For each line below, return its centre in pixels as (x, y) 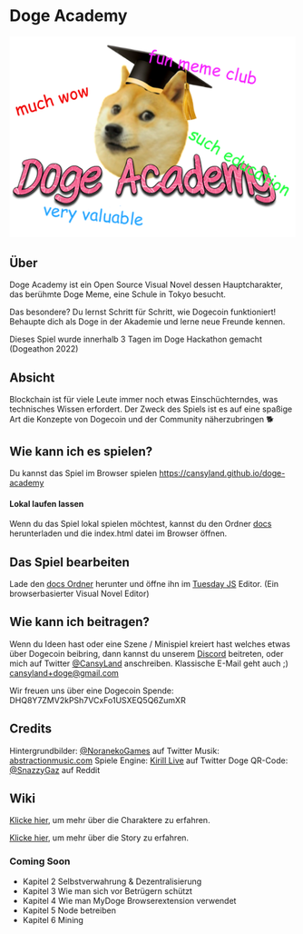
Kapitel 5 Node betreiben (69, 910)
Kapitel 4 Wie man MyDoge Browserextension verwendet (129, 900)
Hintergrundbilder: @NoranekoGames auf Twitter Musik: (114, 750)
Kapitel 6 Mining (53, 919)
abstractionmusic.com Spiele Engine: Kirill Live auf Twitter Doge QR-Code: (149, 760)
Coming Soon (40, 861)
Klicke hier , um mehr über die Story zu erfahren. (99, 838)
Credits (31, 729)
